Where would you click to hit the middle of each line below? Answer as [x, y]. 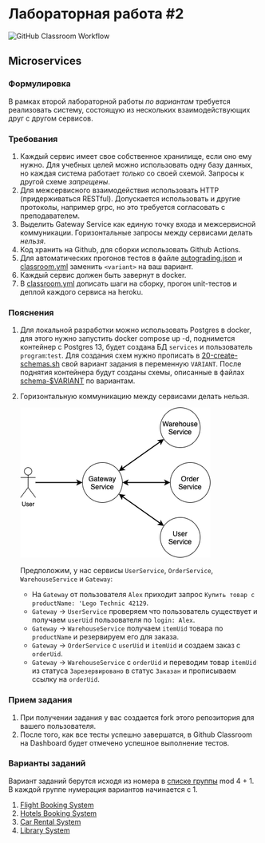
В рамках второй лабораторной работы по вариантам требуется [119, 101]
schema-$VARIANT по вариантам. [77, 381]
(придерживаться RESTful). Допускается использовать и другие [130, 198]
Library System [45, 830]
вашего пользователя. [58, 726]
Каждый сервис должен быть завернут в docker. [103, 275]
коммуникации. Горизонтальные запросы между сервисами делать [136, 232]
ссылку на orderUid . [65, 679]
